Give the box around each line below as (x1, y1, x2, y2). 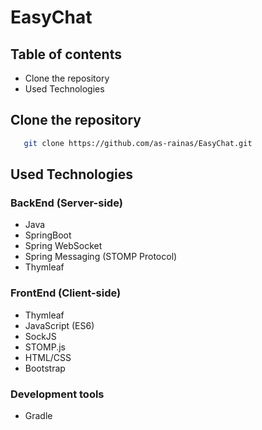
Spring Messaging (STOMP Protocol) (24, 251, 178, 263)
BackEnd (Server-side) (10, 196, 123, 210)
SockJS (24, 330, 57, 342)
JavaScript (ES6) (24, 319, 95, 331)
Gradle (24, 409, 53, 421)
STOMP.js (24, 341, 66, 353)
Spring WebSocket (24, 240, 103, 252)
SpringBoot (24, 229, 72, 241)
